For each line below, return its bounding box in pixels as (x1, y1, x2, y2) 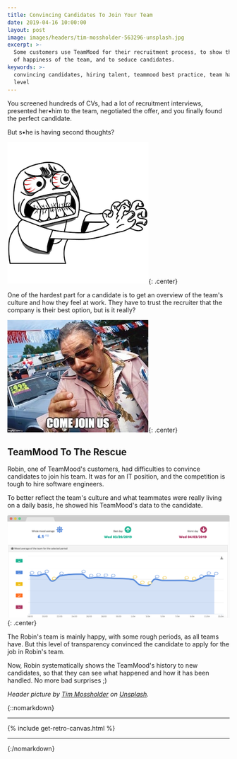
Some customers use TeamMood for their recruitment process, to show (13, 49, 222, 56)
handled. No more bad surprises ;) (7, 676, 107, 685)
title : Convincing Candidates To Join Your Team (7, 11, 153, 18)
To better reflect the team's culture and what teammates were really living (7, 493, 222, 502)
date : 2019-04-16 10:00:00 (7, 18, 87, 26)
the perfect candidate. (7, 114, 72, 122)
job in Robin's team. (7, 648, 65, 656)
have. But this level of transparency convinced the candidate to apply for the (7, 640, 230, 649)
